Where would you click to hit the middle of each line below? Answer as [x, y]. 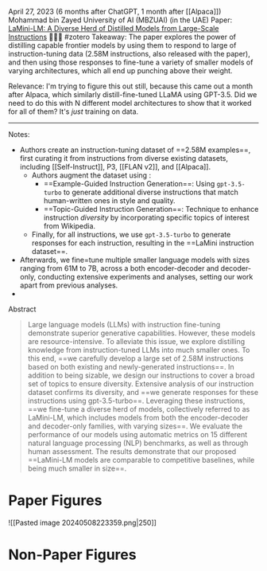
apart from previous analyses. [69, 285]
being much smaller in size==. [77, 468]
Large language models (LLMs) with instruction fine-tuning [124, 325]
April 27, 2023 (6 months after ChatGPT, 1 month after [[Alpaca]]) [115, 12]
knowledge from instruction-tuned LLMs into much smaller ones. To [139, 350]
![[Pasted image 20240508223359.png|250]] [83, 522]
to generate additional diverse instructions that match [151, 192]
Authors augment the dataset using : [91, 175]
